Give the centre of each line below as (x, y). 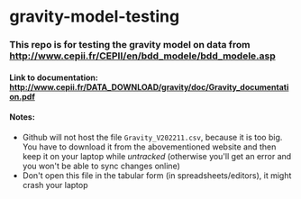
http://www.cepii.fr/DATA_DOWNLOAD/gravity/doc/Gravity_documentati (149, 86)
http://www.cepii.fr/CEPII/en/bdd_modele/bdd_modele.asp (143, 56)
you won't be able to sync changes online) (101, 166)
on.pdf (23, 96)
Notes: (23, 117)
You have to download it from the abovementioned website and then (149, 147)
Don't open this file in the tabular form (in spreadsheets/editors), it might (157, 175)
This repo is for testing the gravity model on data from (130, 45)
